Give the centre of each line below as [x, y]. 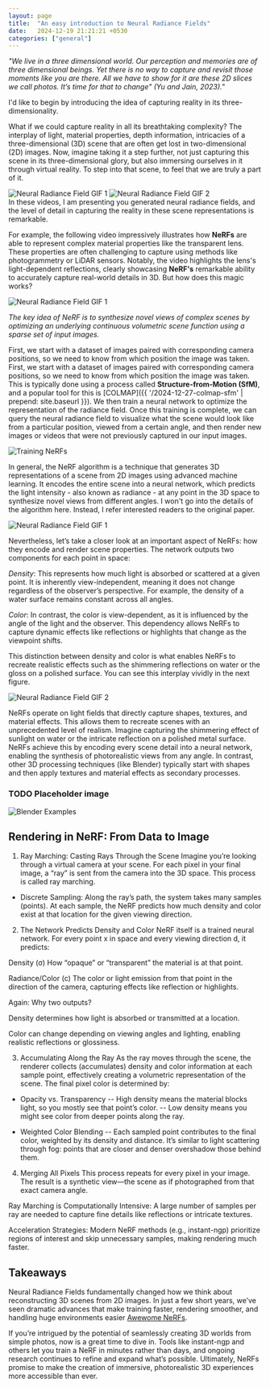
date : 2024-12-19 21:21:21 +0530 [68, 31]
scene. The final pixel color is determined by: [95, 1083]
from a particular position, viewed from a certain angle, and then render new [135, 427]
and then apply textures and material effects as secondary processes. [125, 773]
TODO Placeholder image [59, 794]
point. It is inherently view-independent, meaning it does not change [122, 582]
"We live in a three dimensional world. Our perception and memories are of [133, 61]
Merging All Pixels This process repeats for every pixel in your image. [135, 1174]
